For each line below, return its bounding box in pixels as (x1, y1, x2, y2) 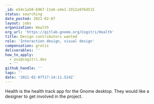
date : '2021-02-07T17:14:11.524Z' (5, 75, 76, 80)
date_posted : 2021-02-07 (5, 16, 56, 21)
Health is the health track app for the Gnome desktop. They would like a (5, 88, 150, 94)
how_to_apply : (5, 52, 34, 57)
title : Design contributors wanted (5, 35, 77, 39)
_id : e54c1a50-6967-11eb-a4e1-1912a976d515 (5, 7, 95, 12)
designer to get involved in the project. (5, 93, 83, 99)
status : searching (5, 12, 42, 17)
